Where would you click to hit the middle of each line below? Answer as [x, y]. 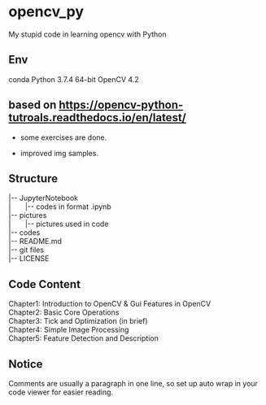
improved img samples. [59, 153]
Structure [33, 179]
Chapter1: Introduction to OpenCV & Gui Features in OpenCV [110, 304]
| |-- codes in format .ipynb [60, 207]
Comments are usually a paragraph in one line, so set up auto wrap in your [133, 383]
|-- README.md [35, 242]
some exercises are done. [63, 137]
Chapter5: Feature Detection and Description [83, 338]
